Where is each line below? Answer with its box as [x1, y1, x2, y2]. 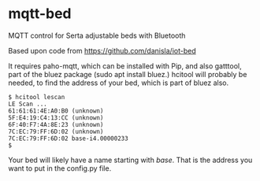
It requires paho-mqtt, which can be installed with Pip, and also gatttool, [8, 61, 242, 71]
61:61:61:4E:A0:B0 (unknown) [8, 107, 104, 115]
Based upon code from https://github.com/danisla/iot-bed [8, 46, 196, 55]
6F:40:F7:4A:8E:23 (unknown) [8, 120, 104, 128]
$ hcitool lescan [8, 93, 65, 101]
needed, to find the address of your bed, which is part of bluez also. [8, 78, 229, 87]
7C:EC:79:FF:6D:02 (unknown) [8, 127, 104, 135]
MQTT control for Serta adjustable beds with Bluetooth [8, 31, 186, 40]
